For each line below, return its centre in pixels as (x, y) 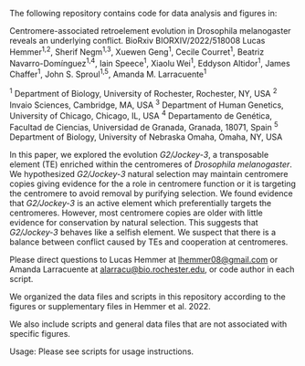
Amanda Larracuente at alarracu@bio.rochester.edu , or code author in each (152, 269)
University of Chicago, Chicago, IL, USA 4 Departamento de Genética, (141, 115)
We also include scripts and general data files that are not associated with (148, 324)
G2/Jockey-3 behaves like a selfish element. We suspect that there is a (143, 232)
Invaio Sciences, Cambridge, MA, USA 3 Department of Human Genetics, (147, 104)
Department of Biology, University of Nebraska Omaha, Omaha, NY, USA (146, 137)
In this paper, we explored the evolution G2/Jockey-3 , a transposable (139, 154)
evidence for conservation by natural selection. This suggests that (134, 222)
